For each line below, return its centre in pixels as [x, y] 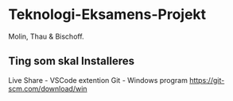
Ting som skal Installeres [72, 61]
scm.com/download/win [48, 88]
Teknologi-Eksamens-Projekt [107, 15]
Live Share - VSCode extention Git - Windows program [98, 80]
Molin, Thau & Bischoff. [47, 36]
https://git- [207, 80]
